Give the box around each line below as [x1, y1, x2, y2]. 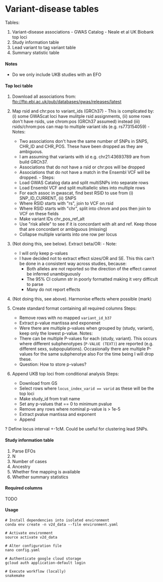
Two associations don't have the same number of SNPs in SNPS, [19, 138, 149, 144]
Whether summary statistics [12, 474, 69, 480]
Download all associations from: [12, 94, 76, 99]
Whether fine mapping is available [12, 469, 81, 474]
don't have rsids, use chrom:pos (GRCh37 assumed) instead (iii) [12, 118, 140, 125]
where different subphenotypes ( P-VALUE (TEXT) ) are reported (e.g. [19, 341, 154, 347]
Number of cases [12, 458, 47, 464]
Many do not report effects [26, 286, 81, 293]
